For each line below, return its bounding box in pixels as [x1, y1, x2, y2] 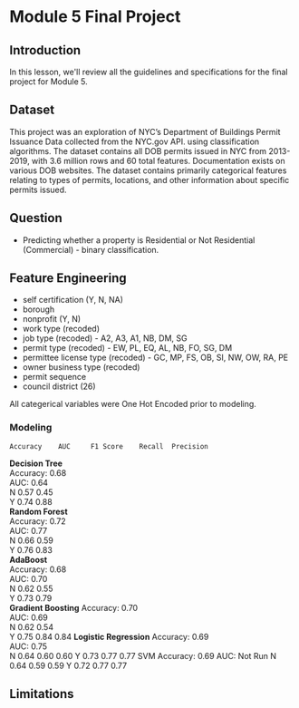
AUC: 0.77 [9, 525, 48, 536]
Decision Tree [9, 458, 63, 469]
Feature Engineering [9, 270, 127, 286]
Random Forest [9, 506, 68, 517]
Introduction [9, 43, 82, 58]
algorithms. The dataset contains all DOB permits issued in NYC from [9, 145, 267, 156]
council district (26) [22, 381, 97, 392]
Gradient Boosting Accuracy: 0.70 [9, 602, 139, 613]
